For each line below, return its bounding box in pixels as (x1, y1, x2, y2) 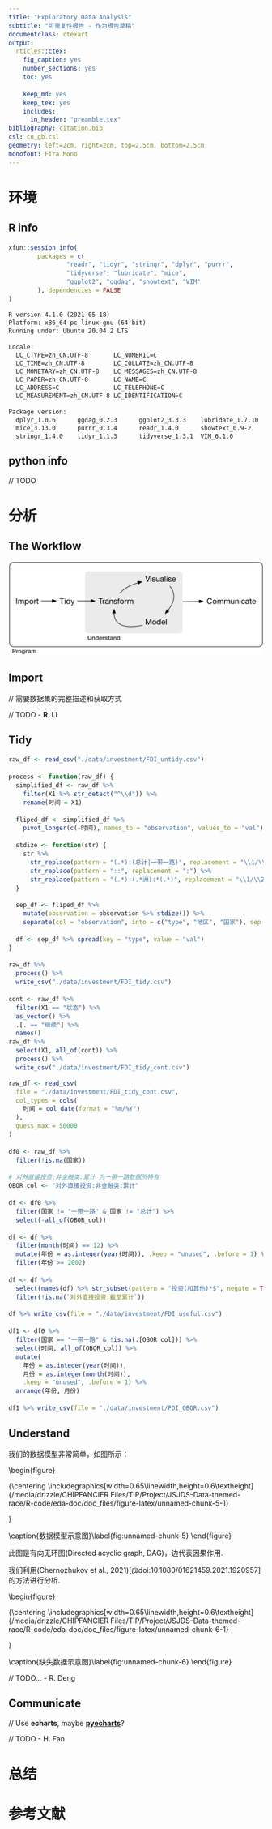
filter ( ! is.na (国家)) (15, 1156, 87, 1164)
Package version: (8, 408, 67, 416)
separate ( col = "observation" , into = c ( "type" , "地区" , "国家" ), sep (23, 919, 261, 927)
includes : (23, 107, 57, 115)
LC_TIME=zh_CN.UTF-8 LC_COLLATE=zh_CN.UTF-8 (15, 359, 194, 367)
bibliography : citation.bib (8, 124, 104, 133)
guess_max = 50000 (15, 1122, 79, 1130)
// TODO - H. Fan (8, 1733, 65, 1743)
